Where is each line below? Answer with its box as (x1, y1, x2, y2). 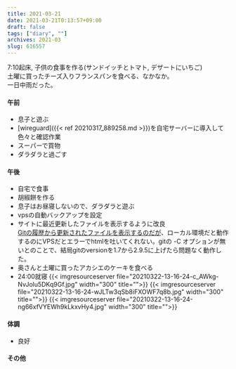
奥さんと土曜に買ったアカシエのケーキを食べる (17, 264, 153, 272)
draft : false (7, 23, 46, 30)
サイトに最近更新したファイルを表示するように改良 (17, 219, 166, 228)
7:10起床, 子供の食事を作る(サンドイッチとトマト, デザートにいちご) (7, 63, 203, 71)
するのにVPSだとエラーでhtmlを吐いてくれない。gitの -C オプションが (17, 237, 220, 246)
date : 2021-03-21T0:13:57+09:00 (7, 17, 102, 24)
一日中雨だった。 (7, 81, 57, 89)
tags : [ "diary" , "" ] (7, 30, 68, 37)
